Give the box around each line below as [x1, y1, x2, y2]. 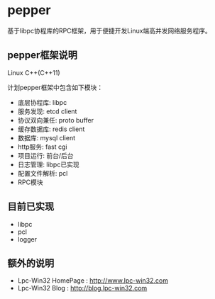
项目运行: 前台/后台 [17, 151, 74, 159]
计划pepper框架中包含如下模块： [7, 83, 104, 91]
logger [17, 235, 38, 243]
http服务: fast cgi [17, 142, 67, 151]
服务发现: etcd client [17, 107, 77, 115]
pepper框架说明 [7, 49, 78, 62]
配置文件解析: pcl [17, 169, 68, 177]
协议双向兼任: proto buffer [17, 115, 94, 124]
